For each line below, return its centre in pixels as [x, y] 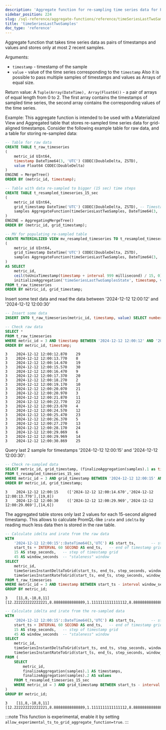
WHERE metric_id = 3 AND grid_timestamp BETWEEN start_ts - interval [87, 685]
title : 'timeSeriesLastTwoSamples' [42, 24]
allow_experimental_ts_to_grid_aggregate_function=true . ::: [67, 722]
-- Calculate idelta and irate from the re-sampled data [65, 611]
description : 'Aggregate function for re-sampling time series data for [82, 10]
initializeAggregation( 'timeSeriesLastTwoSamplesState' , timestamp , [86, 280]
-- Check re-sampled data [32, 465]
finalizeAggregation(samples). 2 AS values [67, 676]
